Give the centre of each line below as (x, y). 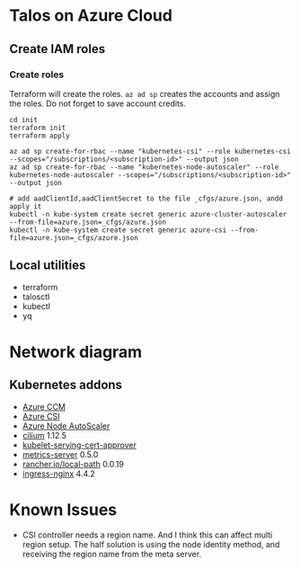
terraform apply (40, 136)
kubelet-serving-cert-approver (79, 445)
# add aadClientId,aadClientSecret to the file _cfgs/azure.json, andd (146, 199)
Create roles (37, 75)
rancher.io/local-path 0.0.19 (73, 464)
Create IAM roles (57, 49)
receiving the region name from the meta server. (112, 554)
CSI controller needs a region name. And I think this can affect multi (147, 535)
